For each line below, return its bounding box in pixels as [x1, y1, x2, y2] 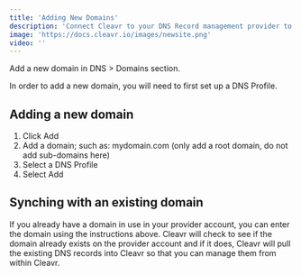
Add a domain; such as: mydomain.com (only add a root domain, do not [22, 141, 288, 151]
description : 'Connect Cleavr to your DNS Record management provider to [9, 22, 293, 31]
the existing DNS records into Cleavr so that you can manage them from [9, 247, 277, 258]
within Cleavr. [9, 257, 60, 268]
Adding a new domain [9, 106, 134, 122]
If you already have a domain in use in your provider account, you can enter [9, 218, 290, 230]
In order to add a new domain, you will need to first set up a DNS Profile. [9, 80, 278, 91]
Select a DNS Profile [22, 160, 98, 170]
